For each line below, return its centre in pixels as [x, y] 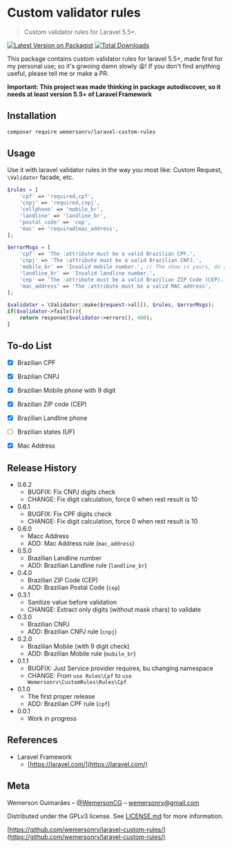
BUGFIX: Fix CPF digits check [69, 514]
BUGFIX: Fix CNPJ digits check [71, 492]
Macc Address [48, 536]
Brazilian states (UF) [46, 432]
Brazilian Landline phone [52, 418]
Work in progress [52, 718]
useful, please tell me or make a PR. [58, 73]
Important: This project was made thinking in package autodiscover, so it [114, 86]
